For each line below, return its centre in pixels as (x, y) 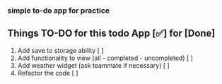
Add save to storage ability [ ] (60, 50)
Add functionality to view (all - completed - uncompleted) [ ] (105, 58)
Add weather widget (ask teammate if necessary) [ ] (93, 65)
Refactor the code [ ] (48, 73)
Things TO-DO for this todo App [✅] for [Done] (111, 34)
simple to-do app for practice (59, 11)
